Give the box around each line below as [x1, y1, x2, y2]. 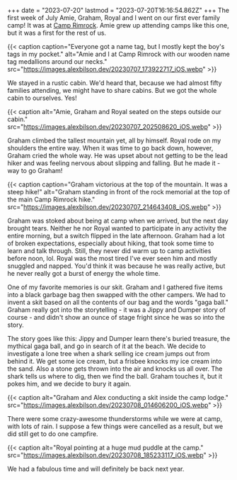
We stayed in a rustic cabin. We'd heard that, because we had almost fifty [7, 79, 222, 87]
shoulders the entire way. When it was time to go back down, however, [7, 144, 214, 152]
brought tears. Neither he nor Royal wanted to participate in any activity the [7, 224, 227, 233]
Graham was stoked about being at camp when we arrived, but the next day [7, 216, 229, 225]
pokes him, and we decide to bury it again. [7, 379, 132, 388]
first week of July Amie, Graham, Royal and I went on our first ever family [7, 13, 221, 22]
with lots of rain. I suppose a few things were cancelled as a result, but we [7, 422, 224, 430]
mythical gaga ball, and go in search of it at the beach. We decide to [7, 342, 207, 350]
